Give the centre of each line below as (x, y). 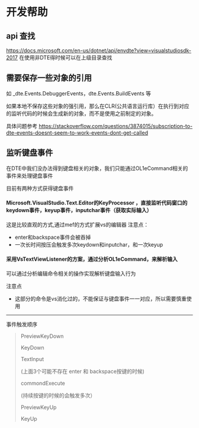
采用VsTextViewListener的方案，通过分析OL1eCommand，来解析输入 (92, 259)
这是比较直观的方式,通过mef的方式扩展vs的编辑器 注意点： (78, 224)
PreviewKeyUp (38, 407)
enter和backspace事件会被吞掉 (53, 237)
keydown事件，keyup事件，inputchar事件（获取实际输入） (79, 210)
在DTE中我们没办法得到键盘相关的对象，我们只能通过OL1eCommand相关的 (97, 168)
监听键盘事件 (30, 153)
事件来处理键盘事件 (30, 175)
